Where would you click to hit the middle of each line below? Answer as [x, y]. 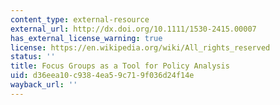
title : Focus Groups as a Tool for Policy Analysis [120, 66]
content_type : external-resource [80, 19]
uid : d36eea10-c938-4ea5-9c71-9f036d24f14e [102, 76]
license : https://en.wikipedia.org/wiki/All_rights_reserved [140, 47]
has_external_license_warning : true [86, 38]
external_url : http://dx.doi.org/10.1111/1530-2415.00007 [133, 29]
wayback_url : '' [44, 85]
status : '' [33, 57]
